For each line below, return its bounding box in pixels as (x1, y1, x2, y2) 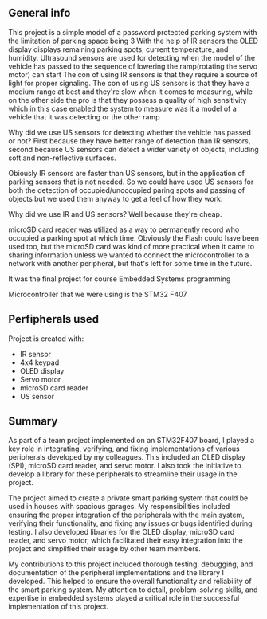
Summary (8, 414, 58, 429)
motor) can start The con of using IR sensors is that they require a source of (8, 69, 257, 79)
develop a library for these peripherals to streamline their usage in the (8, 469, 238, 479)
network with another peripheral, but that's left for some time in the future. (8, 258, 253, 268)
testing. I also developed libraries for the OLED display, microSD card (8, 527, 235, 537)
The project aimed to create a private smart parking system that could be (8, 493, 249, 503)
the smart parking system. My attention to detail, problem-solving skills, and (8, 585, 258, 594)
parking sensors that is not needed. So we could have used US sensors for (8, 177, 254, 186)
